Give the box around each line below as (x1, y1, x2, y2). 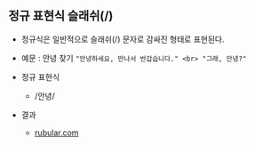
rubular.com (34, 127, 79, 138)
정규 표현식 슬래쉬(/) (8, 8, 114, 24)
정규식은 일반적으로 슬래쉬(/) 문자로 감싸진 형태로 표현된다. (20, 34, 225, 45)
